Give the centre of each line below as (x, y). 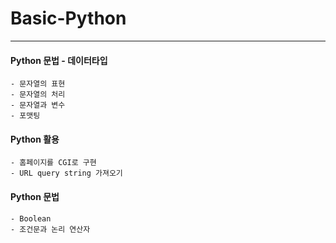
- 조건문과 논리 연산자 (50, 229)
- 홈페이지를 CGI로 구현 (53, 163)
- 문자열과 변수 (38, 105)
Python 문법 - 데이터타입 (59, 60)
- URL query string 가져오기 (66, 173)
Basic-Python (68, 18)
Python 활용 (35, 139)
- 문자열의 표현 (38, 84)
